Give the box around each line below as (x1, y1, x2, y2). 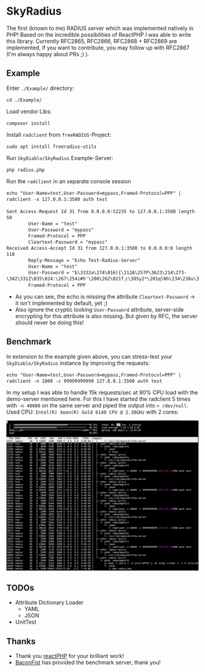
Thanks (6, 636, 36, 646)
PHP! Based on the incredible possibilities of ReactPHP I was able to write (6, 31, 192, 38)
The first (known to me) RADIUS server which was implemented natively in (6, 24, 194, 32)
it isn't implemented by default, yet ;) (15, 299, 108, 307)
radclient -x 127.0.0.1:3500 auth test (6, 196, 108, 202)
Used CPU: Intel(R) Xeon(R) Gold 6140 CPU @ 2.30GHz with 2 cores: (6, 408, 179, 415)
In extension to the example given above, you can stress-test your (6, 352, 173, 360)
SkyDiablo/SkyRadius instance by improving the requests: (6, 359, 150, 367)
